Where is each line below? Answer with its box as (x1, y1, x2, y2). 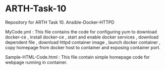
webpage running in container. (5, 59, 68, 65)
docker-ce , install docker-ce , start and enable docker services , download (5, 34, 159, 40)
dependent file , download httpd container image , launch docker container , (5, 39, 161, 45)
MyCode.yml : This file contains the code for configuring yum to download (5, 29, 157, 35)
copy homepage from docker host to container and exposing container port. (5, 44, 161, 50)
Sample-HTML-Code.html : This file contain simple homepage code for (5, 54, 150, 60)
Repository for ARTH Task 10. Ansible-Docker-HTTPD (5, 19, 115, 25)
